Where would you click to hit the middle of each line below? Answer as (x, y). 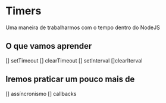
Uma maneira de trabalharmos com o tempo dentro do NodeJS (83, 27)
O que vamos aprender (49, 46)
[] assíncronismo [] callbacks (41, 93)
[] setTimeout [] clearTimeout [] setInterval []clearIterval (74, 60)
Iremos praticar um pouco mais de (70, 79)
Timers (24, 11)
